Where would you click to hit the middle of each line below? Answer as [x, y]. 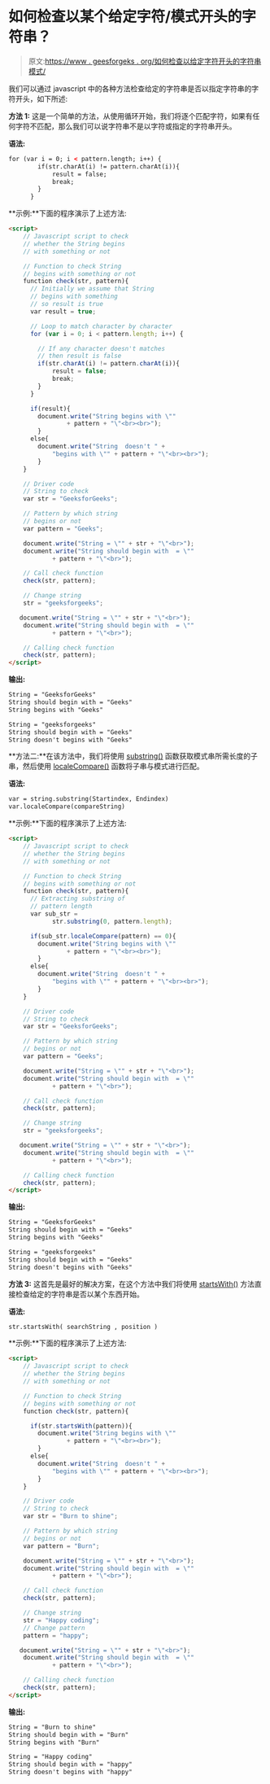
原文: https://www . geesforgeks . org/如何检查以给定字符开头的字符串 [145, 61]
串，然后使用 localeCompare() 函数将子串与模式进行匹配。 [107, 767]
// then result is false [80, 356]
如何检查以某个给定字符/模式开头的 [125, 17]
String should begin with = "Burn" [69, 1734]
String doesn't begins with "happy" [70, 1772]
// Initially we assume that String [92, 289]
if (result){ [50, 409]
